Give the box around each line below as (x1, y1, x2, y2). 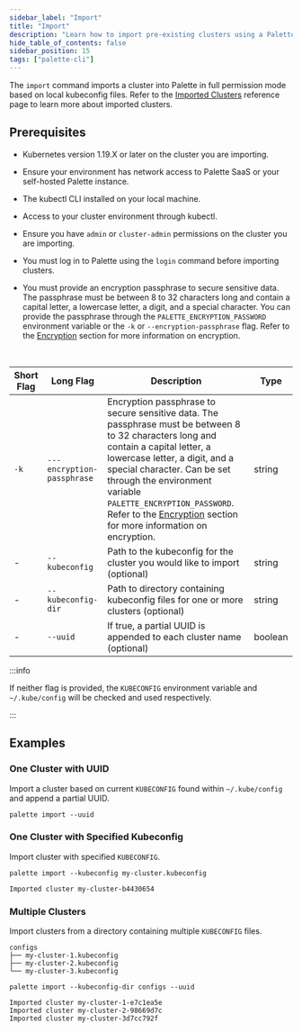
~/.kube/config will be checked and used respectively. (9, 692, 212, 702)
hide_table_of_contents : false (9, 38, 127, 48)
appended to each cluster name (107, 630, 242, 643)
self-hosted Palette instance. (22, 176, 129, 186)
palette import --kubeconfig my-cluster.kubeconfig (9, 868, 207, 878)
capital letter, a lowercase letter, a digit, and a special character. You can (22, 301, 291, 312)
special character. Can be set (107, 463, 231, 475)
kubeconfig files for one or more (107, 593, 244, 606)
